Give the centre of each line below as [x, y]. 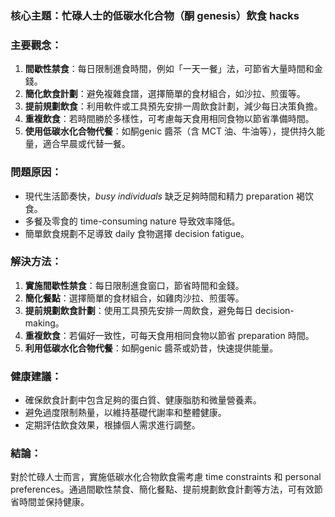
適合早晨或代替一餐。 [86, 144]
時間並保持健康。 [54, 502]
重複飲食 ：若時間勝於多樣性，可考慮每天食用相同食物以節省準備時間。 [169, 119]
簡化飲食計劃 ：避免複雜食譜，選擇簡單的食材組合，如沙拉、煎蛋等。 [165, 94]
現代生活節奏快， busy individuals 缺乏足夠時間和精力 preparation [159, 196]
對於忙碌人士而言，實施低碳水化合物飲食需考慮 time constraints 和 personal [166, 477]
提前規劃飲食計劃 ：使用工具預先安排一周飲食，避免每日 [138, 310]
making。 [44, 323]
